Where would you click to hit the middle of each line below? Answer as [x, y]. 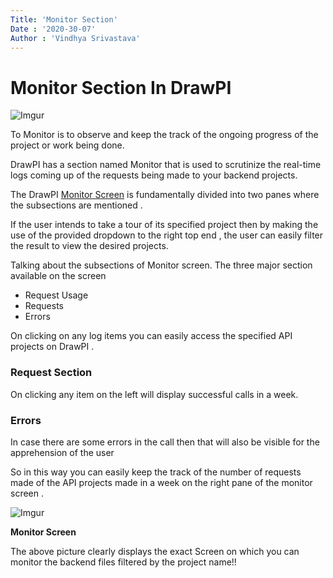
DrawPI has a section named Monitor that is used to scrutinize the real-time [166, 165]
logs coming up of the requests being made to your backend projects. [154, 175]
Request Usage [56, 295]
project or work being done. [67, 145]
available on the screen [58, 276]
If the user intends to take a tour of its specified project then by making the [164, 225]
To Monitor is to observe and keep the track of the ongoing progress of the [164, 135]
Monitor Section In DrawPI [121, 87]
